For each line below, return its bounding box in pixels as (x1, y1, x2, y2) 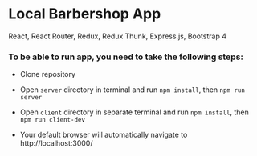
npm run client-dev (19, 116, 86, 124)
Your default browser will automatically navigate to (19, 130, 188, 140)
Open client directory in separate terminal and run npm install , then (19, 107, 249, 117)
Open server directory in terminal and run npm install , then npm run (19, 85, 245, 94)
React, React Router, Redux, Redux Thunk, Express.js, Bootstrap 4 (8, 31, 227, 41)
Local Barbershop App (8, 5, 161, 23)
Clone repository (19, 70, 76, 79)
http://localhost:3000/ (19, 138, 93, 148)
